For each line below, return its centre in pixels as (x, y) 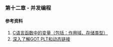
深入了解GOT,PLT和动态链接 (41, 39)
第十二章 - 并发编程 (28, 7)
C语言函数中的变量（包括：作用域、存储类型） (60, 33)
